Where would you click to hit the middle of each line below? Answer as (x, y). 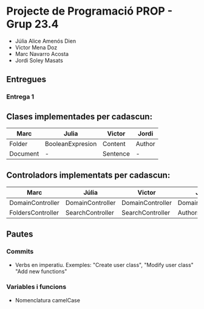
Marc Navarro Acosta (42, 54)
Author (146, 144)
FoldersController (34, 212)
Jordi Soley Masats (39, 60)
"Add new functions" (41, 271)
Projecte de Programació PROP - (90, 11)
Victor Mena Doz (36, 47)
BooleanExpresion (71, 144)
